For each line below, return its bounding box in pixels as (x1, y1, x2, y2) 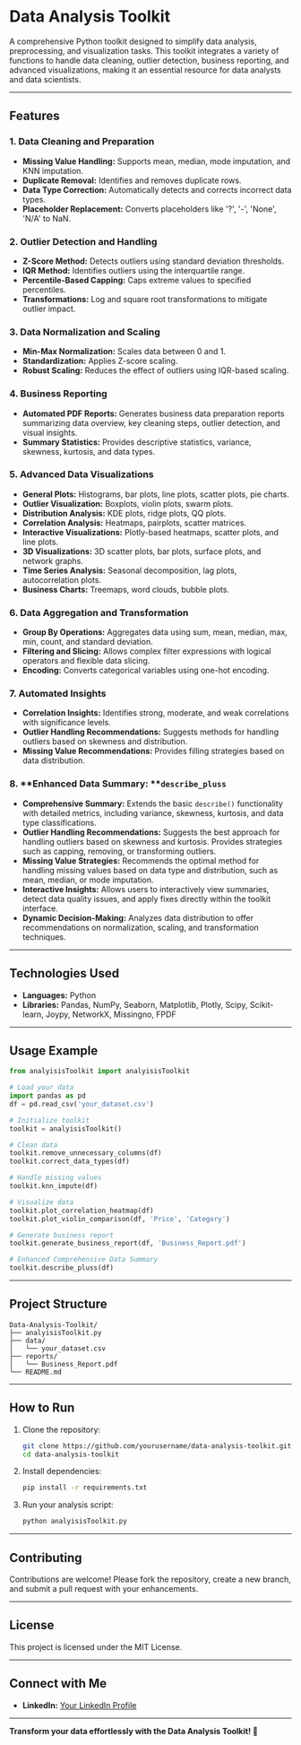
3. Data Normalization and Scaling (9, 326, 161, 338)
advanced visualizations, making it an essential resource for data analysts (9, 65, 281, 75)
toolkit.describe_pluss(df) (9, 1263, 115, 1272)
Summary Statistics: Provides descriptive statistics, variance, (21, 437, 252, 447)
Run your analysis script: (21, 1499, 114, 1510)
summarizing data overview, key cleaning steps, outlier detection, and (21, 417, 280, 428)
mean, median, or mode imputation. (21, 874, 154, 885)
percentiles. (21, 284, 66, 295)
